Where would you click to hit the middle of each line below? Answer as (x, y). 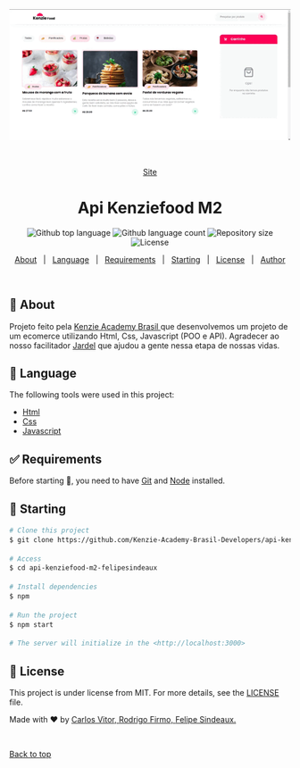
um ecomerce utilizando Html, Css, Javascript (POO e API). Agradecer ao (144, 336)
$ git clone (31, 539)
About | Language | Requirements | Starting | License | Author (150, 259)
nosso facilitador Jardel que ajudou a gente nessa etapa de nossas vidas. (145, 345)
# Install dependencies (54, 587)
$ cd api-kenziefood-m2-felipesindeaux (83, 568)
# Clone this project (50, 530)
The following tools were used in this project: (92, 395)
